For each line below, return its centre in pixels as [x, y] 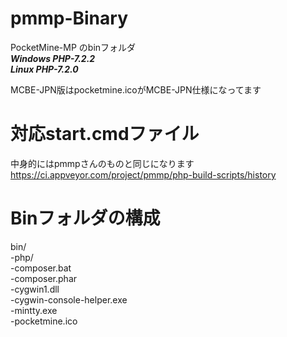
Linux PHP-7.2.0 [44, 69]
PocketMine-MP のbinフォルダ [73, 47]
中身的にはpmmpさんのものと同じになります [102, 163]
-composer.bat [41, 268]
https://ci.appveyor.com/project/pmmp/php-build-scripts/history [143, 174]
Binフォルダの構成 [85, 218]
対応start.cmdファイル [105, 134]
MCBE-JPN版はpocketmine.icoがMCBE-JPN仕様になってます [136, 89]
